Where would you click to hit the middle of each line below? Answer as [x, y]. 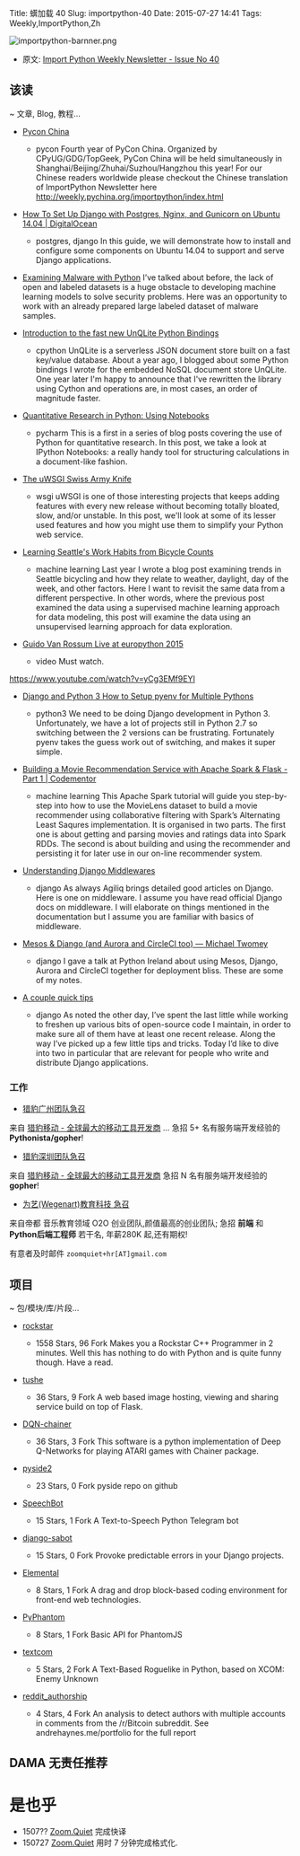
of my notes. [59, 980]
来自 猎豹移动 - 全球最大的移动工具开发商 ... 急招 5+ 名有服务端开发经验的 [145, 1128]
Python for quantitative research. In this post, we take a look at [151, 442]
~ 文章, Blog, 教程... [45, 113]
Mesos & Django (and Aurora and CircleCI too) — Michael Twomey [145, 943]
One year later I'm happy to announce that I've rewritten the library [159, 379]
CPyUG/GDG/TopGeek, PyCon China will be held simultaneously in [159, 158]
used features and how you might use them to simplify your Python [159, 524]
